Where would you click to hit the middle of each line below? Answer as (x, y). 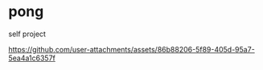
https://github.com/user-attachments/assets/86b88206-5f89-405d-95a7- (131, 49)
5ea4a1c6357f (32, 58)
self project (27, 34)
